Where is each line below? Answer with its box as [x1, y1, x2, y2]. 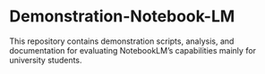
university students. [9, 54, 82, 65]
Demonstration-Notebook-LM [9, 6, 235, 27]
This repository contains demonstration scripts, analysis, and [9, 36, 235, 46]
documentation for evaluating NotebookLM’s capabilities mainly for [9, 45, 257, 55]
